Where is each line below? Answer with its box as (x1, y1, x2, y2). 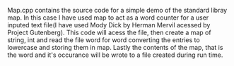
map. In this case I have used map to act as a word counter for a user (7, 13, 209, 22)
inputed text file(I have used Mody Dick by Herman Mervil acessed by (7, 21, 211, 29)
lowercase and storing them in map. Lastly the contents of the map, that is (7, 44, 223, 51)
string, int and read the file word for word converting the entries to (7, 36, 200, 44)
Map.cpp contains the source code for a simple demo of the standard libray (7, 6, 228, 14)
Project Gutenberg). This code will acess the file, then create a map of (7, 28, 211, 37)
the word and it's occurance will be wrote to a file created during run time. (7, 51, 223, 59)
